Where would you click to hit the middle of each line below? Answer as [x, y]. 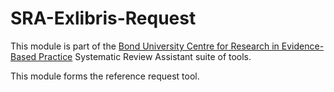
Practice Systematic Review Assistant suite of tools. [145, 56]
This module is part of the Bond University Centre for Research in [145, 46]
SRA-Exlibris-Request [103, 18]
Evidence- [303, 46]
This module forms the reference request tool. [105, 76]
